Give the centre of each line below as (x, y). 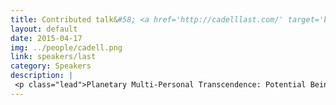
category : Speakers (51, 66)
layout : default (44, 29)
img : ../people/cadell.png (66, 47)
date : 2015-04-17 (46, 38)
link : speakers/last (53, 57)
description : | (42, 76)
